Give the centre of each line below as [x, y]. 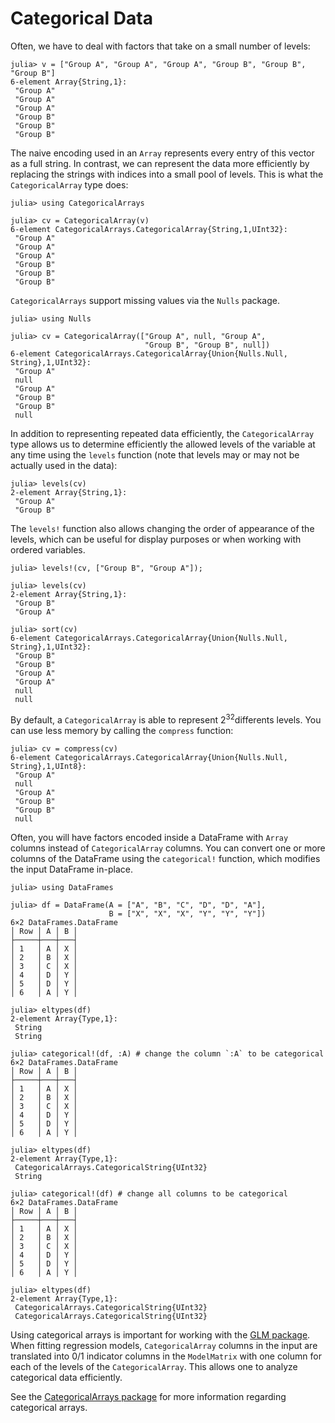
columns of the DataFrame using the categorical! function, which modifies [165, 858]
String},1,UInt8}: [48, 766]
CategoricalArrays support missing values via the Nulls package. [145, 300]
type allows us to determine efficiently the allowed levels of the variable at [163, 444]
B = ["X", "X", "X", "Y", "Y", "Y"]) [187, 913]
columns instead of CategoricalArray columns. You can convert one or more [168, 848]
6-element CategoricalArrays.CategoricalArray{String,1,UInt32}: [149, 229]
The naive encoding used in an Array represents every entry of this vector [162, 153]
